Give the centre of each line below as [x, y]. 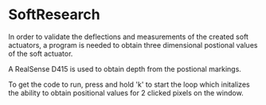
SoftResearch [55, 15]
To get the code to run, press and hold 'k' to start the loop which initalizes [129, 84]
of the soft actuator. [41, 53]
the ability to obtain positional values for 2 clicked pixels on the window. [126, 92]
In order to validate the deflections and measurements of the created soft [129, 37]
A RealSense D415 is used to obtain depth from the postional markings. [125, 68]
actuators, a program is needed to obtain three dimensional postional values [133, 45]
